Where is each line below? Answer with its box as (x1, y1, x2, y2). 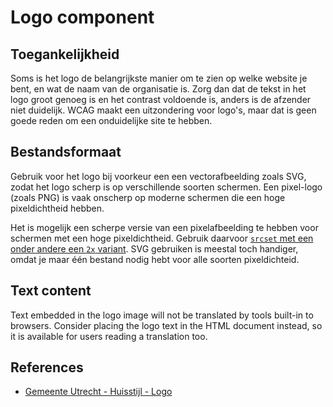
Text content (10, 282, 92, 300)
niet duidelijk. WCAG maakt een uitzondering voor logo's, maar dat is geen (10, 104, 317, 116)
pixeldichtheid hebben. (10, 202, 105, 214)
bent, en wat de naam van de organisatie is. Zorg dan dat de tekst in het (10, 83, 307, 95)
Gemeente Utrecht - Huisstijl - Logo (24, 386, 173, 398)
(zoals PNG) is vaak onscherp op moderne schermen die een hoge (10, 191, 286, 203)
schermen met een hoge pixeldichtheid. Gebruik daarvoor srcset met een (10, 232, 314, 244)
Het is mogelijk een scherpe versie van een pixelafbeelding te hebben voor (10, 221, 319, 233)
